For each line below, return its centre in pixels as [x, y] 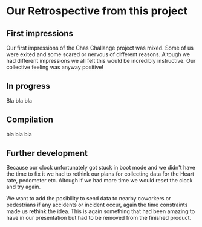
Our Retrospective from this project [97, 11]
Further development [47, 153]
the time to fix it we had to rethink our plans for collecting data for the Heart [100, 174]
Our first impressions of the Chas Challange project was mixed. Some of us [100, 48]
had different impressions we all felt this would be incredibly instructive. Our [101, 61]
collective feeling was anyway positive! [55, 67]
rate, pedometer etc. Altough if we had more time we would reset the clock [99, 181]
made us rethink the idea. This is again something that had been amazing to [101, 211]
